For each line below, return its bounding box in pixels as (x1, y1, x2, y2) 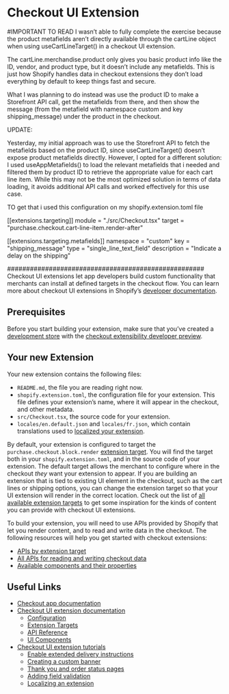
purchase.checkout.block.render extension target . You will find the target (7, 447, 213, 456)
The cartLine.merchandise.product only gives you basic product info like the (7, 55, 222, 63)
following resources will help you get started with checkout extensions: (7, 533, 207, 542)
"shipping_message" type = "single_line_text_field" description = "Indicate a (7, 244, 222, 252)
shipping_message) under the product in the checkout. (7, 112, 162, 121)
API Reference (27, 628, 68, 636)
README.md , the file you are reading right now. (16, 383, 144, 391)
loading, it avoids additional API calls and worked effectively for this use (7, 182, 210, 190)
